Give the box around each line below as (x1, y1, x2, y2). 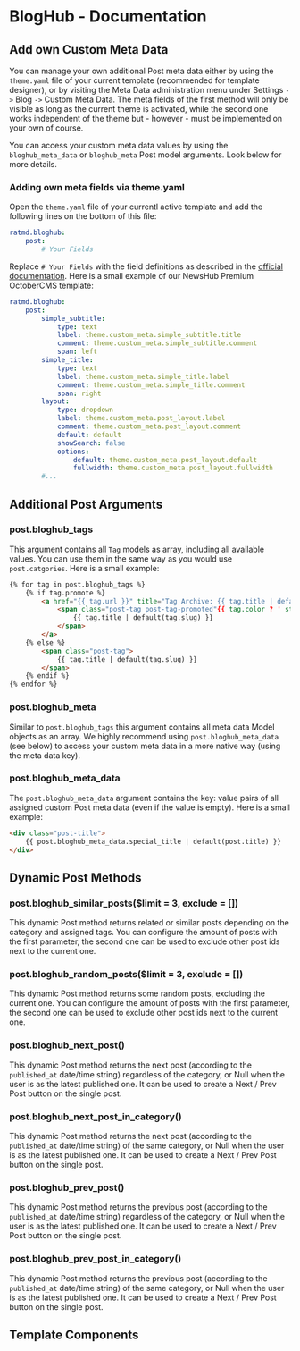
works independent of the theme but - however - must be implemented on (9, 114, 283, 123)
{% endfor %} (9, 680, 58, 689)
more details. (9, 159, 58, 169)
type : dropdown (56, 405, 114, 415)
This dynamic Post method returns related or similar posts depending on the (9, 917, 290, 928)
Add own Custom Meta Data (9, 42, 169, 57)
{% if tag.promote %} (25, 588, 105, 597)
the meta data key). (9, 749, 80, 761)
